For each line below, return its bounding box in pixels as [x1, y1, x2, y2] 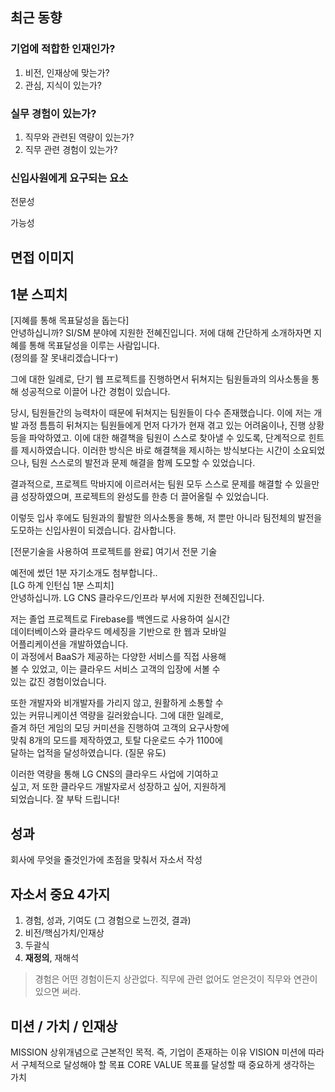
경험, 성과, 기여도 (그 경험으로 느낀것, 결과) [24, 914, 192, 927]
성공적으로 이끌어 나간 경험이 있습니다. [20, 386, 171, 398]
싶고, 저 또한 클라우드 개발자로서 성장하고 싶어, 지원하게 [10, 781, 227, 793]
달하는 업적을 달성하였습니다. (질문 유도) [10, 747, 167, 759]
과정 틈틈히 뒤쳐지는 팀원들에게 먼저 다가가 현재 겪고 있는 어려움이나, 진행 [20, 419, 307, 432]
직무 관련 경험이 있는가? [24, 143, 118, 155]
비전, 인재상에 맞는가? [24, 66, 110, 78]
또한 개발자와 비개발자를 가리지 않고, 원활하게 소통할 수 [10, 697, 224, 709]
